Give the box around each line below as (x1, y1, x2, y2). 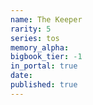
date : (10, 71, 33, 81)
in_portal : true (10, 61, 78, 71)
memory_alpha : (10, 42, 70, 53)
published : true (10, 80, 78, 90)
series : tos (10, 33, 60, 43)
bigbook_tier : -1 (10, 52, 83, 62)
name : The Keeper (10, 14, 83, 25)
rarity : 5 (10, 24, 52, 34)
